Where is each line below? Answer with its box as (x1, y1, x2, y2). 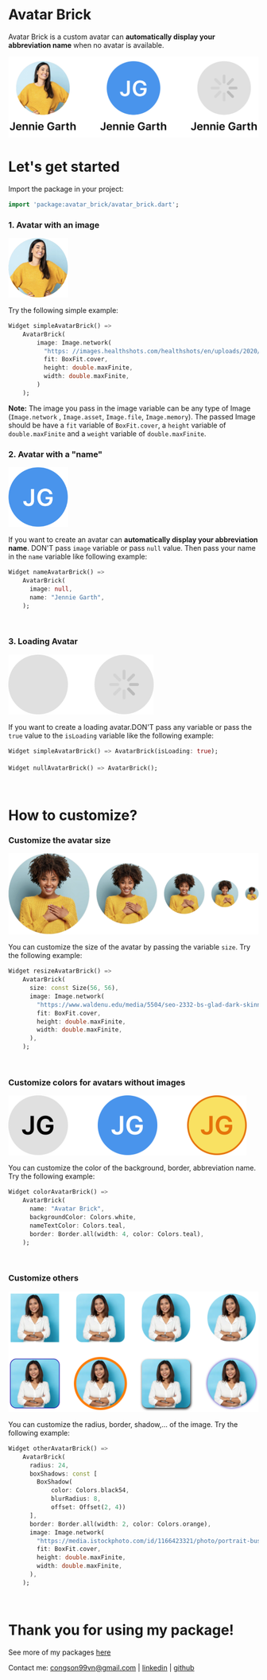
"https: (43, 347, 69, 355)
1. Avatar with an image (8, 219, 100, 230)
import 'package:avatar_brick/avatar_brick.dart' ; (8, 201, 180, 209)
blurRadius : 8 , (50, 1495, 102, 1503)
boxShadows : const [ (29, 1470, 98, 1478)
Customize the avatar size (8, 834, 111, 845)
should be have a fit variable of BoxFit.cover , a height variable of (8, 420, 226, 430)
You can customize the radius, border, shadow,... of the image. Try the (8, 1419, 238, 1429)
